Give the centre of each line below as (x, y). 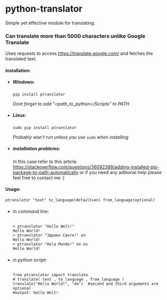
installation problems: (36, 149)
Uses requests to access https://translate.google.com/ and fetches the (79, 53)
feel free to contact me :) (39, 178)
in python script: (30, 260)
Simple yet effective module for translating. (50, 23)
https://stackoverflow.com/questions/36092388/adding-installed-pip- (86, 167)
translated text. (21, 59)
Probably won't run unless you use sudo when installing (70, 137)
